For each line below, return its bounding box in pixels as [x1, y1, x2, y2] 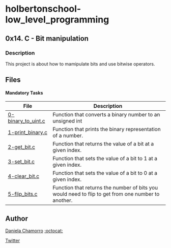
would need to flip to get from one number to [52, 191, 160, 198]
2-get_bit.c [8, 143, 36, 150]
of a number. [52, 132, 83, 139]
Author [5, 214, 28, 223]
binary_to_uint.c [8, 117, 45, 125]
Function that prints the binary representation [52, 126, 161, 133]
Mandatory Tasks [5, 89, 43, 96]
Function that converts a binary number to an [52, 111, 160, 118]
